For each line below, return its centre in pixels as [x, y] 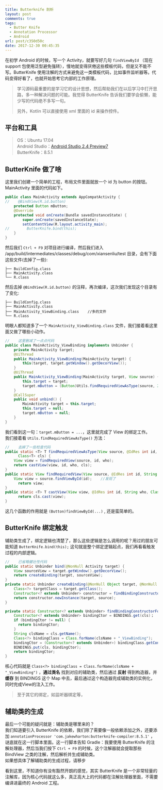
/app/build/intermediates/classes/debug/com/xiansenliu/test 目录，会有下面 [81, 254]
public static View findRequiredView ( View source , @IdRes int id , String [81, 474]
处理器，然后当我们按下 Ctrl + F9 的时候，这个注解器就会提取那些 [75, 748]
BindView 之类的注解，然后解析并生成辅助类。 [51, 754]
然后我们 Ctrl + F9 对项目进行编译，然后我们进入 [54, 247]
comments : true [20, 18]
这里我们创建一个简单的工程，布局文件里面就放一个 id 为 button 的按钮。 [77, 182]
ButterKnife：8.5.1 [35, 152]
